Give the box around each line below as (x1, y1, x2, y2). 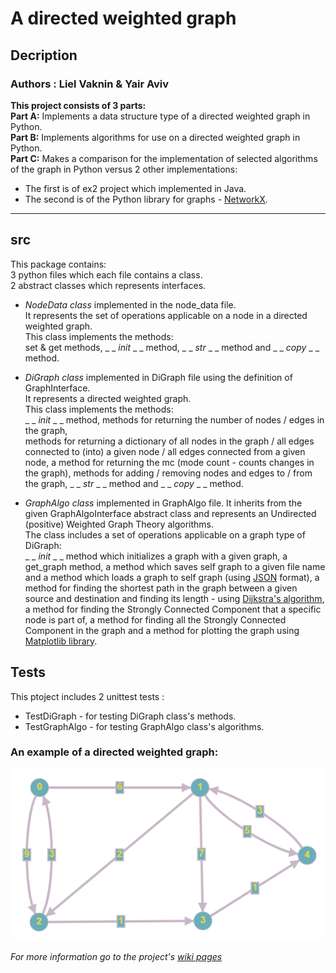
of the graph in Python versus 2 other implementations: (10, 163, 238, 175)
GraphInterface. (24, 382, 91, 394)
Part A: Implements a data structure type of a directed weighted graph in (10, 110, 311, 122)
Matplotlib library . (24, 635, 98, 647)
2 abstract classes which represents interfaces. (10, 279, 207, 291)
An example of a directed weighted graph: (10, 745, 219, 759)
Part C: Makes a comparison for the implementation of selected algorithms (10, 152, 318, 164)
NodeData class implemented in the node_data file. (24, 298, 237, 311)
